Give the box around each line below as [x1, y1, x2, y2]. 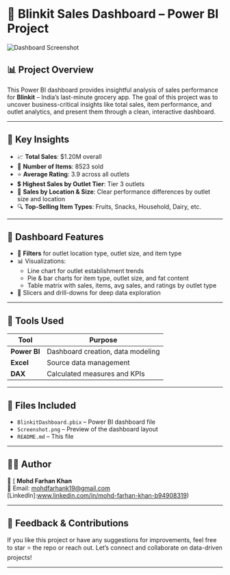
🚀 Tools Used [7, 315, 64, 327]
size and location [16, 194, 66, 203]
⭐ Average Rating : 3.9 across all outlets [16, 170, 130, 178]
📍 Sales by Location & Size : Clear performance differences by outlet [16, 188, 211, 196]
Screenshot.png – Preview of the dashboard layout [16, 425, 159, 433]
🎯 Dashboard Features [7, 231, 104, 242]
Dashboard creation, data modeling [47, 347, 160, 357]
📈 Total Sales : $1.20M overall [16, 152, 102, 160]
